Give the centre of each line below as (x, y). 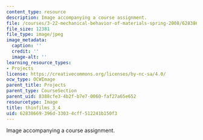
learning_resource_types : (39, 62)
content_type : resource (36, 12)
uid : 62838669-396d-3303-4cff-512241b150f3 (62, 113)
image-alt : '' (29, 57)
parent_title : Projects (36, 85)
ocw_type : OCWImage (31, 79)
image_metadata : (27, 40)
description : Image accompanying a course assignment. (77, 18)
